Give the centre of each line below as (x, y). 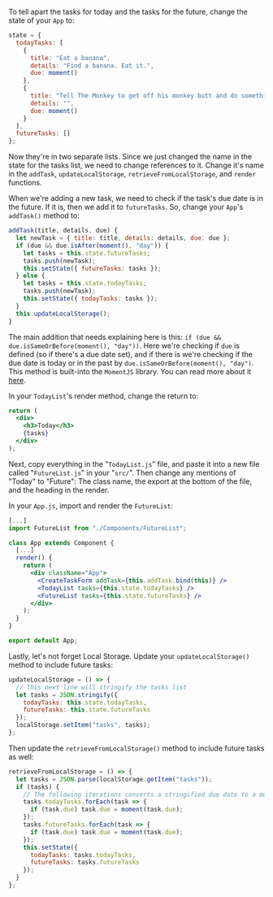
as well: (21, 756)
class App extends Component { (61, 543)
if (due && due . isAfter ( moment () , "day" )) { (92, 246)
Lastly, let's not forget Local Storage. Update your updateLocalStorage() (129, 656)
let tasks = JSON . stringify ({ (67, 695)
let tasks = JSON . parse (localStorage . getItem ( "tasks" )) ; (114, 779)
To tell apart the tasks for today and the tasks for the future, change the (128, 12)
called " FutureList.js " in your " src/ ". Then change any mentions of (122, 472)
